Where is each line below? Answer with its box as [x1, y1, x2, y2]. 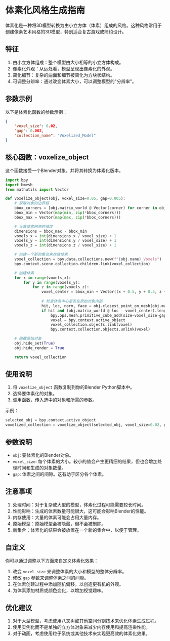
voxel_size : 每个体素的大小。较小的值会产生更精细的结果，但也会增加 [12, 458, 158, 464]
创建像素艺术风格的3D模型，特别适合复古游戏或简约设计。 [5, 28, 126, 34]
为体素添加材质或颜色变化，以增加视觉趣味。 [12, 587, 106, 593]
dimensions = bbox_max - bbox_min [14, 229, 87, 234]
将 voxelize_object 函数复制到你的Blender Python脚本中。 [12, 384, 135, 390]
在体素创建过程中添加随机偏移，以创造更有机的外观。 [12, 581, 124, 587]
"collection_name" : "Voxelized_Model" [14, 133, 96, 138]
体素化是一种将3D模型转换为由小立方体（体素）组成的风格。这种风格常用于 [5, 22, 162, 28]
